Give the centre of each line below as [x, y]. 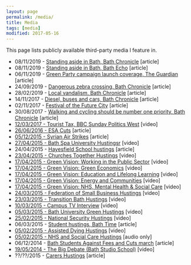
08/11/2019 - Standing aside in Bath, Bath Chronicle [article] [87, 62]
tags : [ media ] [24, 28]
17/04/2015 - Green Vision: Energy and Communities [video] [87, 181]
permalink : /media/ [30, 17]
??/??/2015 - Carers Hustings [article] [60, 256]
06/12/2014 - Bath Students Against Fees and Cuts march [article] [94, 243]
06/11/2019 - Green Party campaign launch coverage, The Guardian [96, 74]
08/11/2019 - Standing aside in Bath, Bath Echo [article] [81, 68]
